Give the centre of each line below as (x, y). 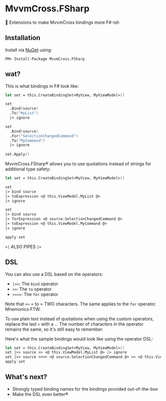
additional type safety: (28, 169)
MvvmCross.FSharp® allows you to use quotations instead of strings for (78, 164)
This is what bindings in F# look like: (42, 86)
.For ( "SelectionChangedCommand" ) (44, 136)
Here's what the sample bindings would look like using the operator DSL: (79, 339)
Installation (23, 38)
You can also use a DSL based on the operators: (54, 274)
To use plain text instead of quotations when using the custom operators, (80, 319)
